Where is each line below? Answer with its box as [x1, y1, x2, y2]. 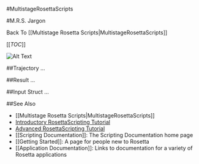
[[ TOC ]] [6, 41, 26, 48]
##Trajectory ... [6, 64, 45, 72]
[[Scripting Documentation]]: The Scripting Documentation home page [15, 132, 193, 138]
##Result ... [6, 76, 36, 83]
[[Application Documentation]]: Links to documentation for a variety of [15, 144, 193, 152]
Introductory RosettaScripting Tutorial [15, 119, 110, 125]
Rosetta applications [15, 151, 67, 158]
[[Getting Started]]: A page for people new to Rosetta [15, 138, 149, 145]
